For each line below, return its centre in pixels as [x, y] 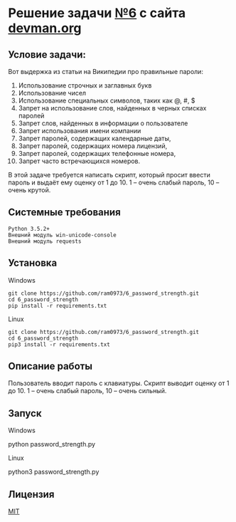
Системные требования [65, 213]
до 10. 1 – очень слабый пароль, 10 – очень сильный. [87, 391]
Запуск [25, 413]
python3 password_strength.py [54, 472]
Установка [33, 263]
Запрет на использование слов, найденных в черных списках [112, 108]
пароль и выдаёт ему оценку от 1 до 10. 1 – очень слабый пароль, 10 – [114, 182]
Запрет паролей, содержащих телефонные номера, [97, 153]
